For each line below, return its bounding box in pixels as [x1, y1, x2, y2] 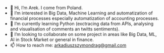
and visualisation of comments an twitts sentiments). [10, 26, 120, 32]
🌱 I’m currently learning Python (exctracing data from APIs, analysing [10, 20, 154, 26]
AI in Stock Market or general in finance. [10, 36, 94, 42]
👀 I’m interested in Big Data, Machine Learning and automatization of [10, 10, 153, 16]
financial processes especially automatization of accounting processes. [10, 15, 159, 21]
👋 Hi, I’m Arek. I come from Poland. [10, 5, 83, 10]
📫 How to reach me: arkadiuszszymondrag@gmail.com [10, 42, 127, 48]
